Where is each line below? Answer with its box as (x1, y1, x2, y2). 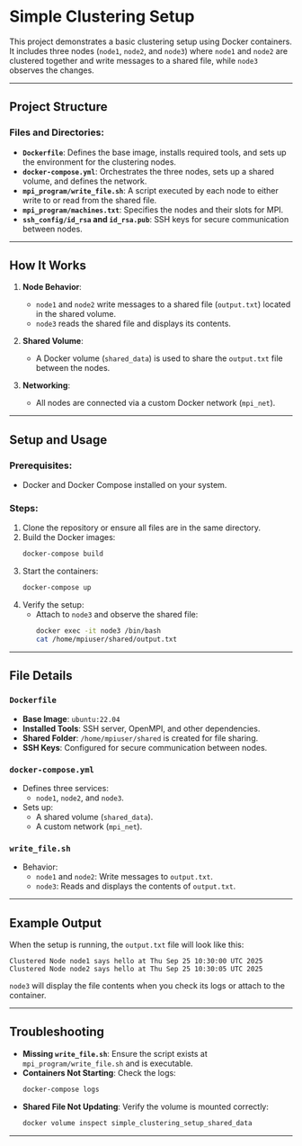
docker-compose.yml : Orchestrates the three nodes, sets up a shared (22, 166, 274, 176)
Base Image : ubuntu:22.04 (22, 713, 120, 724)
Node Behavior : (22, 282, 83, 293)
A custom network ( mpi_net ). (35, 821, 143, 832)
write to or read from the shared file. (22, 194, 157, 205)
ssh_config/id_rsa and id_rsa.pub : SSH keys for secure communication (22, 213, 289, 224)
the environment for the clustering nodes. (22, 156, 177, 167)
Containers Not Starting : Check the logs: (22, 1067, 177, 1078)
